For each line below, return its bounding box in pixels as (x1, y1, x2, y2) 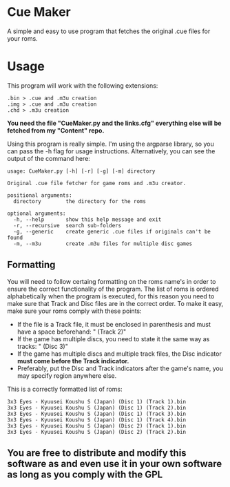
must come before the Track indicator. (17, 356, 129, 365)
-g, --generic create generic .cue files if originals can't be (13, 228, 211, 235)
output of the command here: (7, 154, 91, 162)
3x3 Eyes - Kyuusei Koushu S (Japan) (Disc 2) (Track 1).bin (7, 422, 187, 429)
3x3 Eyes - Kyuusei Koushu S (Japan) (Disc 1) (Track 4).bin (7, 416, 187, 423)
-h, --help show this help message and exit (13, 216, 162, 223)
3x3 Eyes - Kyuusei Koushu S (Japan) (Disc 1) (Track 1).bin (7, 398, 187, 405)
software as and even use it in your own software (7, 458, 222, 470)
